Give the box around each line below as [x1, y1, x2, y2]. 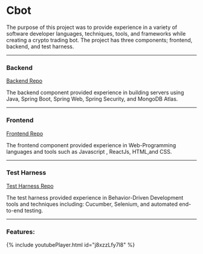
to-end [6, 206, 24, 214]
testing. [24, 206, 43, 214]
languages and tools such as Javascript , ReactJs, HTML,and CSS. [6, 148, 172, 155]
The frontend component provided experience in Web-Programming [6, 141, 176, 148]
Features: [6, 227, 35, 236]
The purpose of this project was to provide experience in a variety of [6, 24, 178, 31]
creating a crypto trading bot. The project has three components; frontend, [6, 36, 193, 43]
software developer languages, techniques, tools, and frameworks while [6, 30, 186, 37]
